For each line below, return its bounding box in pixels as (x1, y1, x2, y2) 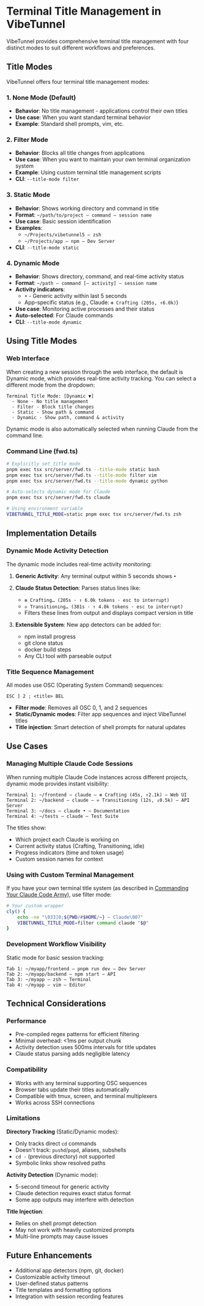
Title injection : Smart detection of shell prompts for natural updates (15, 723, 186, 730)
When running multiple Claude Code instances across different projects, (6, 773, 188, 781)
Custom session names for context (15, 855, 103, 863)
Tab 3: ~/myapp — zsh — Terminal (6, 976, 92, 982)
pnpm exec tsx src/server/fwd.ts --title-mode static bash (6, 466, 160, 472)
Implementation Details (6, 528, 97, 539)
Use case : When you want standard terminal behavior (15, 114, 151, 121)
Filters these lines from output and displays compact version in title (24, 609, 194, 616)
